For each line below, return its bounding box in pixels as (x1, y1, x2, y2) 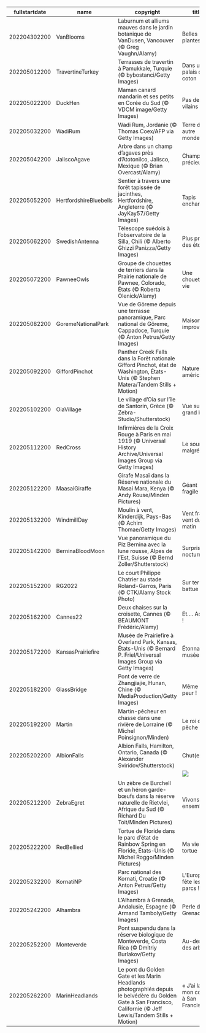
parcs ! (181, 884, 200, 892)
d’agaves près (118, 149, 153, 157)
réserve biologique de (118, 931, 174, 938)
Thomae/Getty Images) (118, 526, 177, 533)
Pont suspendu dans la (118, 924, 176, 932)
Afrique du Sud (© (118, 805, 165, 813)
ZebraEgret (56, 799, 85, 807)
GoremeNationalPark (56, 320, 109, 327)
